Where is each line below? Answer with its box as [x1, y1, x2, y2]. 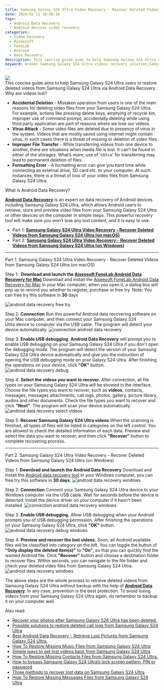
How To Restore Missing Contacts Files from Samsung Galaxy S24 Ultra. [12, 654, 158, 660]
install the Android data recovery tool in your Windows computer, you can [5, 472, 153, 478]
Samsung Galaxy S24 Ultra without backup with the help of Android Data [5, 583, 153, 589]
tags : [5, 16, 16, 21]
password [12, 664, 33, 670]
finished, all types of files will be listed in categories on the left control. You [5, 423, 156, 428]
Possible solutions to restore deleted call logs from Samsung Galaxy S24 [12, 623, 159, 628]
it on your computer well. [5, 599, 55, 604]
